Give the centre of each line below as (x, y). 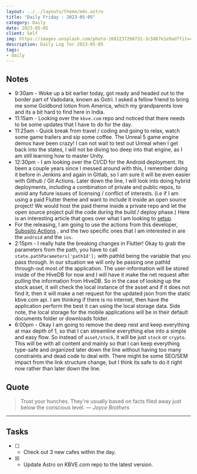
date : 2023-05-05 (27, 28)
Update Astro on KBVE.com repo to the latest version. (88, 465)
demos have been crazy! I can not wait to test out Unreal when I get (96, 143)
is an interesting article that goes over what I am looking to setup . (94, 218)
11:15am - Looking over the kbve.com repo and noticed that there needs (100, 118)
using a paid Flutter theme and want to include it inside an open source (100, 200)
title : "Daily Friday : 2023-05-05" (51, 17)
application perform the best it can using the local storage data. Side (97, 306)
